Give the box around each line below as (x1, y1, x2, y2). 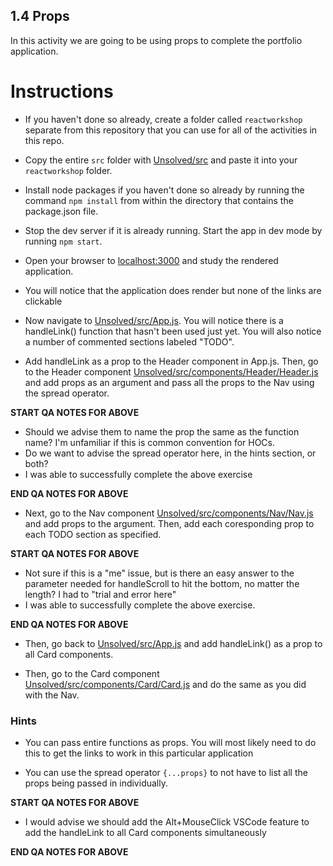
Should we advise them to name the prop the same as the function (24, 425, 300, 438)
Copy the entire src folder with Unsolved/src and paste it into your (24, 154, 298, 166)
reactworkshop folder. (24, 164, 113, 176)
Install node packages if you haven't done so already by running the (24, 184, 305, 196)
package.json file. (24, 205, 99, 217)
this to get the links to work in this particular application (24, 747, 254, 759)
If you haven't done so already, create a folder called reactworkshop (24, 113, 303, 125)
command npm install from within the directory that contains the (24, 194, 294, 206)
